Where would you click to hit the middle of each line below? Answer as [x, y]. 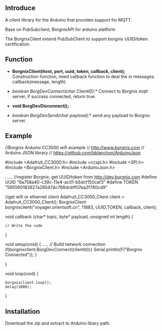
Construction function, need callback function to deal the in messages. [84, 76]
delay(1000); [18, 287]
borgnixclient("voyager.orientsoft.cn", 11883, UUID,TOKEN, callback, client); [81, 207]
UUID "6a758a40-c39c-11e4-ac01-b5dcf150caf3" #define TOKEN [72, 182]
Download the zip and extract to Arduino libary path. [58, 323]
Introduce [20, 8]
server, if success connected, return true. [54, 96]
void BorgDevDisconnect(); [41, 106]
